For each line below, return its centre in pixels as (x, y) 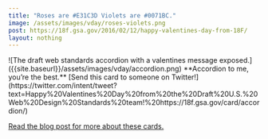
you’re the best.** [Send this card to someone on (89, 77)
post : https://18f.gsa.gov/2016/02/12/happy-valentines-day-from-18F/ (128, 30)
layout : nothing (35, 38)
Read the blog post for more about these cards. (86, 126)
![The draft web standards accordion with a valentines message (113, 60)
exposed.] (236, 60)
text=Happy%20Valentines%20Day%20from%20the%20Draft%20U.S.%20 (133, 94)
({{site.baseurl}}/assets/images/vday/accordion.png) (95, 69)
